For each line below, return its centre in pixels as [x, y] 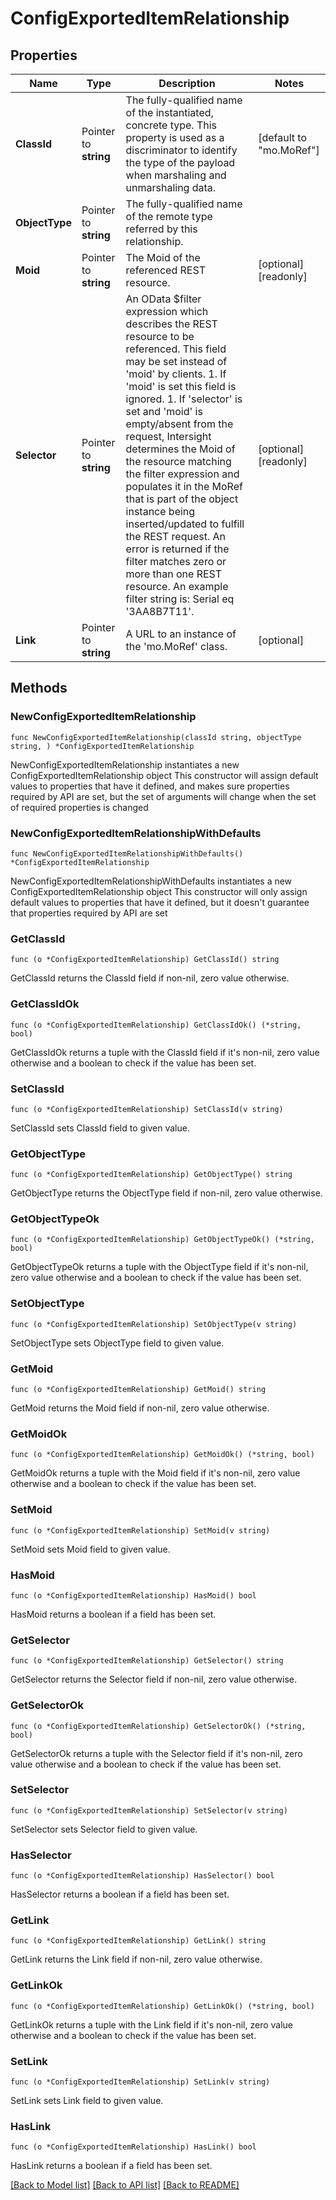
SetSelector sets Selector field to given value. [104, 1829]
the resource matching [178, 461]
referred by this [161, 229]
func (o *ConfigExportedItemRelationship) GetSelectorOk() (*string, [158, 1726]
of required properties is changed [79, 807]
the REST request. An [176, 536]
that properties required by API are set [89, 913]
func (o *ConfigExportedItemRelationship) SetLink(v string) [140, 2082]
